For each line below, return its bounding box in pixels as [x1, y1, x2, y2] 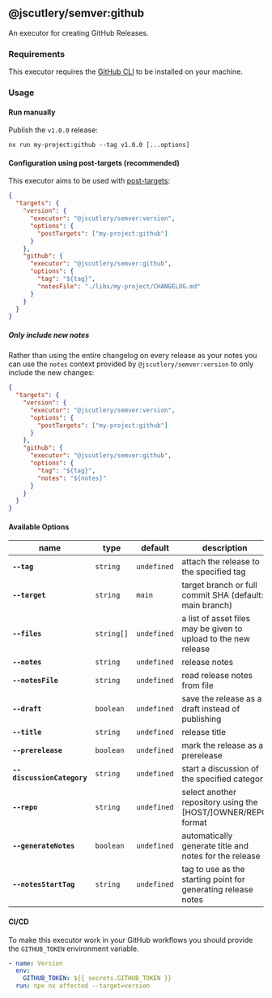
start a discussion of [181, 763, 259, 775]
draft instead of [181, 703, 240, 715]
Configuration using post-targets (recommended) [8, 158, 181, 167]
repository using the [181, 797, 258, 808]
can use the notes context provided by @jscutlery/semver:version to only [8, 359, 254, 369]
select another [181, 787, 237, 798]
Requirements [8, 48, 66, 59]
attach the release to [181, 556, 261, 568]
